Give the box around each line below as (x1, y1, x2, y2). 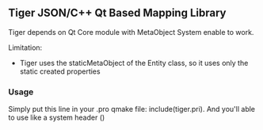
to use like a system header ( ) (8, 113, 105, 122)
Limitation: (8, 43, 43, 52)
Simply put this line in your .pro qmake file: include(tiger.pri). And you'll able (8, 105, 256, 114)
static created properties (19, 67, 101, 76)
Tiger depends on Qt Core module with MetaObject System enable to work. (8, 27, 254, 36)
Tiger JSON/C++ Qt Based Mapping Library (8, 6, 227, 20)
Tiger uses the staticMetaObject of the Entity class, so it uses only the (19, 58, 249, 67)
